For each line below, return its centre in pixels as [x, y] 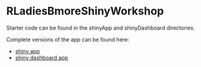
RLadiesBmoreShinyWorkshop [85, 11]
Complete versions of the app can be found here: [68, 39]
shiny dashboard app [42, 57]
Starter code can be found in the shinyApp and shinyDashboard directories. [101, 28]
